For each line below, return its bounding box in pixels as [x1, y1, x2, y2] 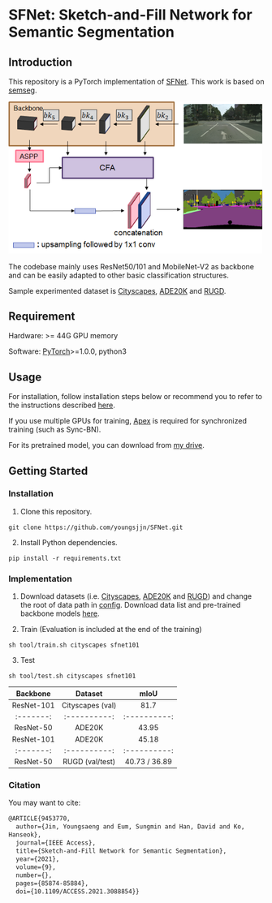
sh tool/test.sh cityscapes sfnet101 [8, 672, 136, 681]
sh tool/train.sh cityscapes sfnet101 [8, 641, 140, 650]
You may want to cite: [8, 798, 81, 807]
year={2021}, [15, 854, 60, 863]
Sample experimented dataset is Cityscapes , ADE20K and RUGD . [8, 286, 227, 295]
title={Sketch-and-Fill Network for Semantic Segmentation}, [15, 846, 227, 855]
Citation [8, 779, 41, 790]
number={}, [15, 871, 53, 879]
